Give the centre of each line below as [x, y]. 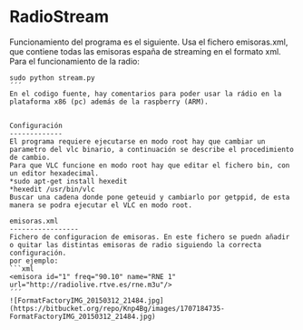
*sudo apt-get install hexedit [68, 181]
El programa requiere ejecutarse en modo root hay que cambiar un [137, 141]
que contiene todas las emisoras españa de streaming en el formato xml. [145, 51]
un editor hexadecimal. [54, 173]
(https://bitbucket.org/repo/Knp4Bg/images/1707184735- [117, 308]
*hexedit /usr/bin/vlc [52, 189]
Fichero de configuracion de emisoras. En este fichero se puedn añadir [150, 237]
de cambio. [30, 157]
